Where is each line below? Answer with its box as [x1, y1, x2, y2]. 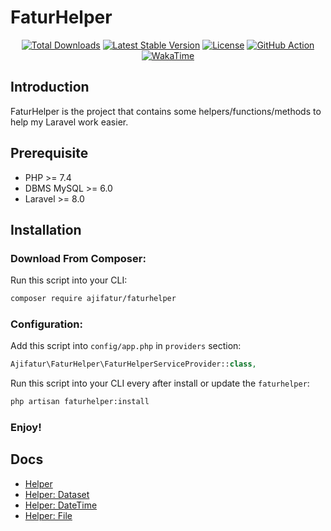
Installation [10, 221, 82, 238]
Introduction [10, 79, 90, 96]
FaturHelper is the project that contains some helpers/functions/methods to [10, 105, 322, 117]
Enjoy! [10, 421, 42, 435]
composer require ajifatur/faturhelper [10, 294, 177, 304]
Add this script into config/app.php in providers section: [10, 340, 242, 352]
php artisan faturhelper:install [10, 397, 150, 407]
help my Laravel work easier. [10, 116, 129, 128]
